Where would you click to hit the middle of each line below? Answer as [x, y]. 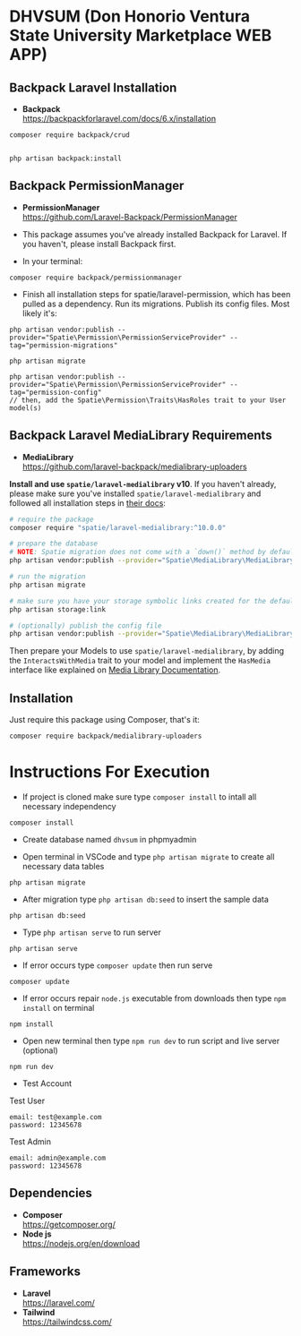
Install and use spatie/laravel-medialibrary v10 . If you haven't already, [143, 484]
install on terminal [58, 1007]
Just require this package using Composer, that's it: [104, 720]
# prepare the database [54, 544]
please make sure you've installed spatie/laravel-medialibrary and [135, 493]
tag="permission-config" [56, 392]
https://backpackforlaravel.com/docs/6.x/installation [119, 119]
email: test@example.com [56, 1117]
